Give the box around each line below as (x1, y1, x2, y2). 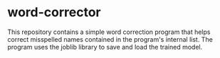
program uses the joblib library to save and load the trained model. (7, 42, 203, 51)
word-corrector (7, 4, 101, 21)
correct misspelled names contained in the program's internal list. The (7, 35, 214, 43)
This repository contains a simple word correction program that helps (7, 28, 211, 36)
